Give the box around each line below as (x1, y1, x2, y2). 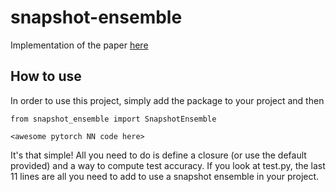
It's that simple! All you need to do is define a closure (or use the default (10, 149, 307, 161)
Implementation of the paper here (10, 39, 149, 51)
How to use (10, 68, 82, 85)
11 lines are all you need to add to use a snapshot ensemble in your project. (10, 170, 320, 182)
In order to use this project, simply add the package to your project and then (10, 94, 325, 106)
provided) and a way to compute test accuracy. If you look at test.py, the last (10, 159, 326, 171)
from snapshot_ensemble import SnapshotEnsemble (10, 114, 217, 124)
